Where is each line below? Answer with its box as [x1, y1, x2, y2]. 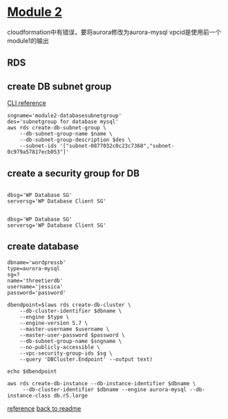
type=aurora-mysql [7, 265, 60, 272]
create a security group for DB [7, 167, 140, 179]
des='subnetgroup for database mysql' [7, 118, 119, 125]
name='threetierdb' [7, 277, 64, 284]
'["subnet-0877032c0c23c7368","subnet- [59, 142, 175, 149]
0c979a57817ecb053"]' [7, 149, 70, 156]
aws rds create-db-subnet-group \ [7, 124, 107, 131]
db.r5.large [53, 392, 88, 399]
